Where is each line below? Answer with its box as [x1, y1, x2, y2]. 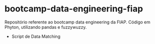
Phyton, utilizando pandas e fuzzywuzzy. [4, 24, 87, 30]
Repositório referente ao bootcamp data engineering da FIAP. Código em [4, 19, 151, 25]
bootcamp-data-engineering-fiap [4, 3, 143, 14]
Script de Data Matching [11, 33, 61, 39]
